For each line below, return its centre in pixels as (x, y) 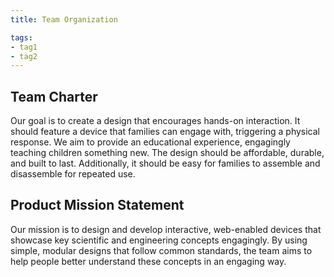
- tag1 (24, 47)
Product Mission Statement (97, 205)
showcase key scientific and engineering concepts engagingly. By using (159, 240)
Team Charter (54, 96)
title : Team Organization (64, 19)
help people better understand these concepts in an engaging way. (148, 261)
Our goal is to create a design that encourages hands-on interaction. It (155, 121)
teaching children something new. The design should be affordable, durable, (167, 153)
